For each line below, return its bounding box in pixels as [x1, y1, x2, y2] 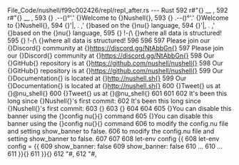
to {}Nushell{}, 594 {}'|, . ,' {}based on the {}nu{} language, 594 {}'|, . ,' [7, 21, 215, 29]
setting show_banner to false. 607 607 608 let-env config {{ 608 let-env [7, 134, 220, 143]
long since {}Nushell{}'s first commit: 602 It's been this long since [7, 97, 201, 105]
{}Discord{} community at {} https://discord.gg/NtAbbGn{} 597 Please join [7, 44, 224, 52]
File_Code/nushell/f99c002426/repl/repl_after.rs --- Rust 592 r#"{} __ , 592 [7, 6, 228, 14]
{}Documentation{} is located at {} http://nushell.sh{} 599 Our [7, 74, 187, 82]
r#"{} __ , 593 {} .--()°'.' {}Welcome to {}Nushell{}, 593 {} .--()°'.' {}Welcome [7, 14, 230, 22]
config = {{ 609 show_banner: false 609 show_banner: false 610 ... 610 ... [7, 142, 223, 150]
